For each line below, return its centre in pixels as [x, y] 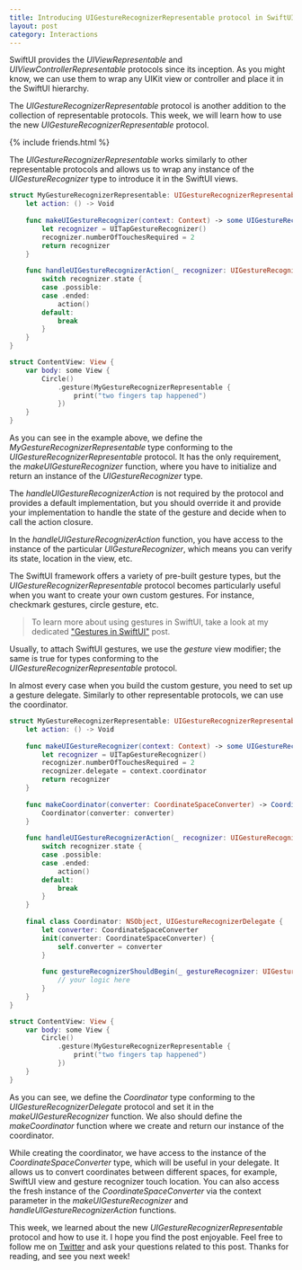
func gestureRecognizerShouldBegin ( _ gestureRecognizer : [150, 972]
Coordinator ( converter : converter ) [108, 813]
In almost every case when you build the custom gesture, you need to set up [151, 685]
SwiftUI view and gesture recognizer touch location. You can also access [145, 1181]
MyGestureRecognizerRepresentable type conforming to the [121, 447]
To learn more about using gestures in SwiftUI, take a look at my [150, 622]
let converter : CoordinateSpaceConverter [120, 930]
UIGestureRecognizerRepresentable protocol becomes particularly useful [145, 586]
